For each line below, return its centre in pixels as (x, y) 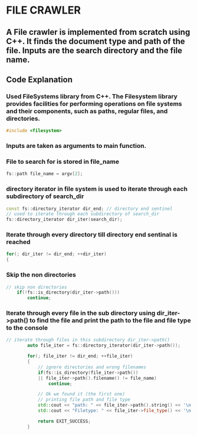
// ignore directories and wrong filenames (92, 367)
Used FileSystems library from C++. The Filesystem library (92, 96)
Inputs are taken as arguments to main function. (76, 146)
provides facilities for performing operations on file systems (94, 104)
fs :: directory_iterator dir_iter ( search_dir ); (64, 220)
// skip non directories (37, 287)
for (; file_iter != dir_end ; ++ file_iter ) (80, 356)
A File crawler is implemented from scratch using (98, 32)
